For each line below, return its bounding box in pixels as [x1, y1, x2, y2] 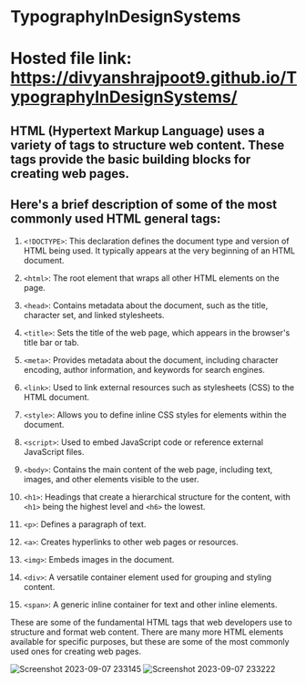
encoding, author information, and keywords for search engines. [23, 364, 265, 375]
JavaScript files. [23, 446, 85, 457]
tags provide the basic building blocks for [10, 151, 251, 167]
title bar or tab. [23, 336, 80, 347]
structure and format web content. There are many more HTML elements [10, 626, 284, 637]
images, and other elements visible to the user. [23, 473, 199, 484]
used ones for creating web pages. [10, 646, 142, 657]
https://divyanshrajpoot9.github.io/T [10, 67, 298, 88]
